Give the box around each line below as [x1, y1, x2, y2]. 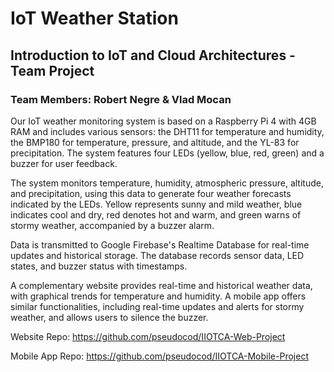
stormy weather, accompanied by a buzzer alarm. [10, 219, 215, 231]
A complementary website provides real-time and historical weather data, [10, 279, 313, 291]
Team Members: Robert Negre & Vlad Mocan [10, 92, 232, 106]
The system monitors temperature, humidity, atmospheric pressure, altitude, [10, 177, 324, 189]
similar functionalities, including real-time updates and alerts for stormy [10, 300, 305, 312]
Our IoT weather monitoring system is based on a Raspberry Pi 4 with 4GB [10, 115, 317, 127]
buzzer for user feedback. [10, 157, 118, 169]
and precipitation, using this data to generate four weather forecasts [10, 187, 292, 199]
